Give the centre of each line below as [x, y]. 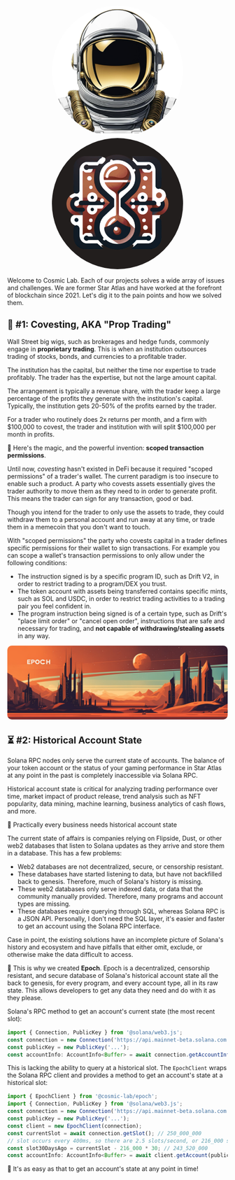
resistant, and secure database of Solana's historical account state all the [113, 975]
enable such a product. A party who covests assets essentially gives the [111, 483]
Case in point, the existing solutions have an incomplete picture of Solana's [115, 939]
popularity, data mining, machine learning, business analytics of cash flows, [116, 804]
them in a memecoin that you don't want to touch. [79, 527]
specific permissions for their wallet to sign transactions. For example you [114, 548]
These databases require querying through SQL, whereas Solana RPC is [121, 911]
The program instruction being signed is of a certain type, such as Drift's [122, 613]
